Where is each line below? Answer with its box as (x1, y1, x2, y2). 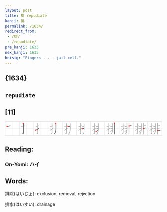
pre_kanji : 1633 (5, 45, 39, 50)
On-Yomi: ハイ (5, 161, 40, 168)
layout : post (5, 8, 32, 13)
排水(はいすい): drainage (5, 201, 56, 207)
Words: (5, 177, 28, 185)
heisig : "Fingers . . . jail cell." (5, 55, 81, 60)
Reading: (5, 145, 34, 154)
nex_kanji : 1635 (5, 50, 39, 55)
